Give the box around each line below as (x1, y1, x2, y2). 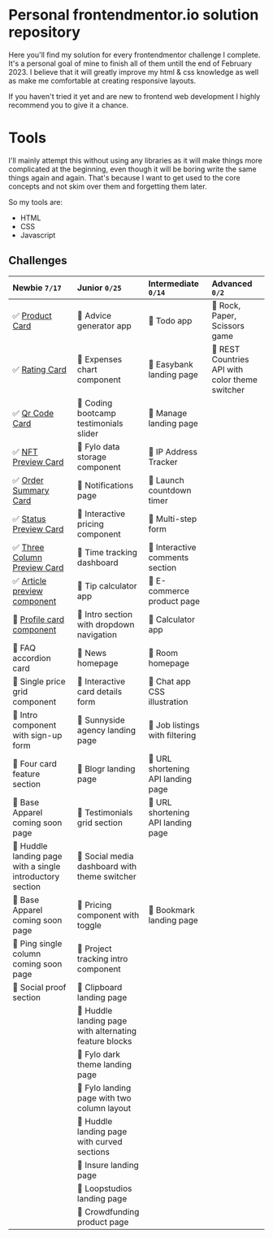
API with (211, 363, 244, 375)
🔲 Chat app (148, 675, 191, 687)
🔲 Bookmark (148, 904, 195, 915)
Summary (12, 484, 50, 496)
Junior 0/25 (76, 282, 122, 293)
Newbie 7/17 (12, 282, 63, 293)
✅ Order (12, 474, 44, 485)
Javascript (19, 230, 56, 240)
